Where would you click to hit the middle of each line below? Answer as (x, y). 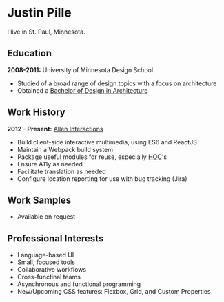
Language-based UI (45, 255)
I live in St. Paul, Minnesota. (46, 32)
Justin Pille (39, 13)
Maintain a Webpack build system (65, 149)
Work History (36, 112)
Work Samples (39, 200)
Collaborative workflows (52, 270)
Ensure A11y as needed (50, 164)
